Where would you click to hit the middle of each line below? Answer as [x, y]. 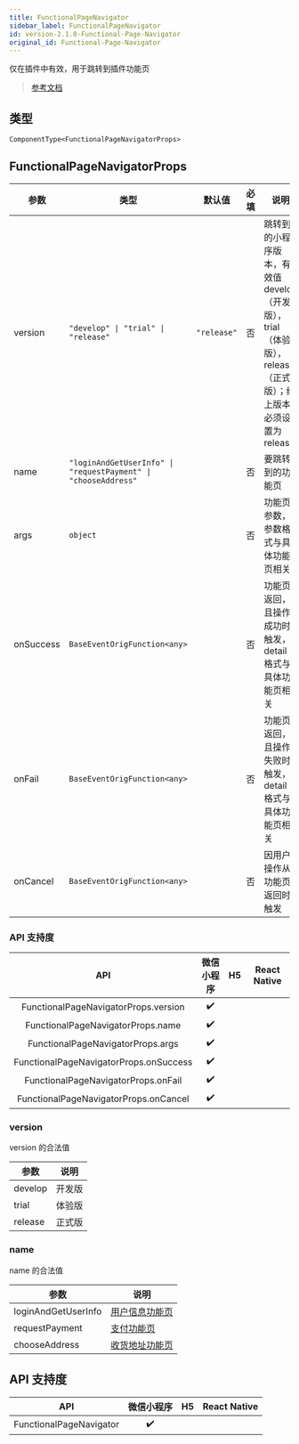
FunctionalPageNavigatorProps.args [103, 1043]
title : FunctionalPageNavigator [69, 17]
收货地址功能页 [142, 1345]
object [83, 535]
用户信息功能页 [142, 1311]
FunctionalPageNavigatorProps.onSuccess [103, 1062]
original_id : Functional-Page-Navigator [85, 42]
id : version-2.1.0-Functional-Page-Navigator [95, 34]
